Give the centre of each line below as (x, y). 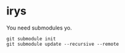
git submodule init (31, 39)
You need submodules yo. (39, 28)
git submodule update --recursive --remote (63, 44)
